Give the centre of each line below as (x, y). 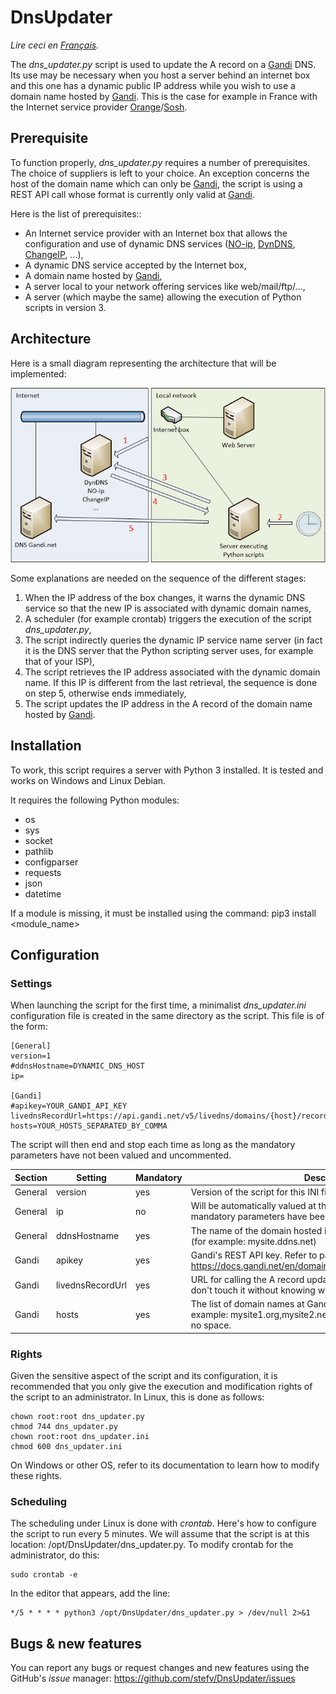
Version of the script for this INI (255, 1192)
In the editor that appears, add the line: (90, 1593)
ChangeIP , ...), (54, 254)
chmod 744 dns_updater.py (64, 1427)
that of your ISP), (59, 661)
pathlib (39, 851)
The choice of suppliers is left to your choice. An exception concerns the (160, 173)
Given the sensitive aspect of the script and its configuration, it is (144, 1376)
